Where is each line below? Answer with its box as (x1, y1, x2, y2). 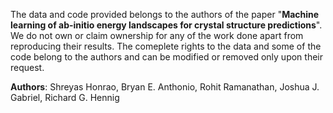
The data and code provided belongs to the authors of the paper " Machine (10, 9, 320, 20)
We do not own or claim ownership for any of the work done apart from (10, 30, 304, 41)
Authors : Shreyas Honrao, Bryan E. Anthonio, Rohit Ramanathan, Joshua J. (10, 81, 320, 93)
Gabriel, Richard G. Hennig (10, 92, 120, 103)
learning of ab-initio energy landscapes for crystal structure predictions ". (10, 19, 323, 31)
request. (10, 62, 45, 73)
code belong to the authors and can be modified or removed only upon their (10, 51, 324, 63)
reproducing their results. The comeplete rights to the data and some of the (10, 40, 322, 52)
